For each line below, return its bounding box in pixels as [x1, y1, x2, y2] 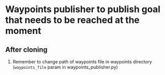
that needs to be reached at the [5, 14, 140, 26]
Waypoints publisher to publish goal [5, 4, 161, 15]
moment [5, 25, 42, 36]
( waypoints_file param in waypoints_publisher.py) [12, 64, 118, 70]
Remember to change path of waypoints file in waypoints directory [12, 59, 152, 64]
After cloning [5, 45, 48, 54]
